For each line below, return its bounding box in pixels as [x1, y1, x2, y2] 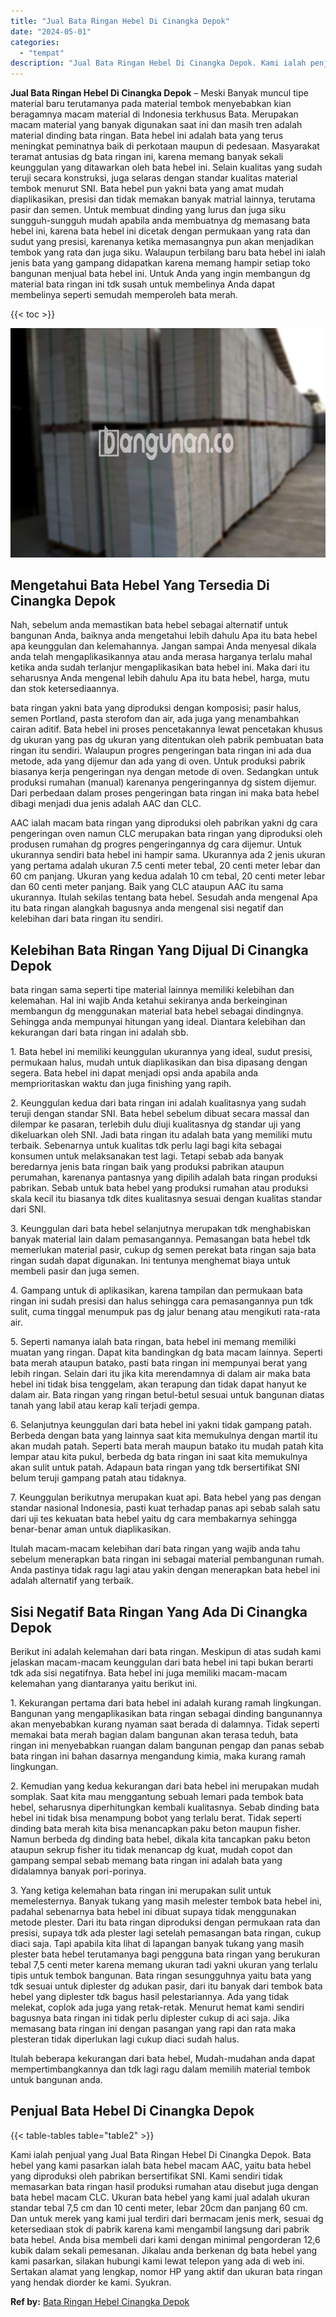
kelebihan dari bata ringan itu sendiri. [10, 913, 164, 925]
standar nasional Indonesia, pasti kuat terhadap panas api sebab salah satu [10, 1502, 321, 1514]
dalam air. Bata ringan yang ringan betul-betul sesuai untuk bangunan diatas [10, 1389, 325, 1401]
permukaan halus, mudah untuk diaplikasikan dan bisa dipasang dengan [10, 1056, 308, 1069]
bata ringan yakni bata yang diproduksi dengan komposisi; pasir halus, [10, 702, 302, 714]
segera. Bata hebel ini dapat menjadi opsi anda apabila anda [10, 1067, 259, 1079]
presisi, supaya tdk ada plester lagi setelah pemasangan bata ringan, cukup [10, 1927, 322, 1939]
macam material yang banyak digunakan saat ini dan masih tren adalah [10, 119, 303, 131]
